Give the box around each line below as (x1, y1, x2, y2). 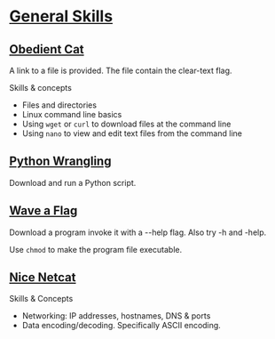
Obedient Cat (9, 42, 84, 57)
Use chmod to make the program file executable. (9, 244, 183, 254)
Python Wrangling (9, 154, 112, 169)
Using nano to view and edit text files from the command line (21, 128, 242, 139)
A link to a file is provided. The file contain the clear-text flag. (9, 65, 232, 76)
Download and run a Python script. (9, 177, 137, 188)
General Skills (9, 6, 114, 27)
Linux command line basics (21, 109, 122, 119)
